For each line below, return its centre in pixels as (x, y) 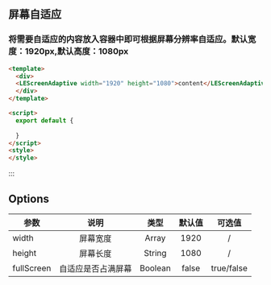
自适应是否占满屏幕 (96, 268)
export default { (45, 120)
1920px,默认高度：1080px (77, 52)
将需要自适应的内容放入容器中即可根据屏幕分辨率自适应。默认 (128, 39)
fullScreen (32, 268)
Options (29, 198)
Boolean (155, 268)
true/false (229, 268)
